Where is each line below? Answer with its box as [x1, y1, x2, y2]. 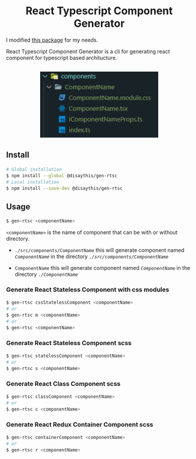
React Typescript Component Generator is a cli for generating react [6, 47, 170, 55]
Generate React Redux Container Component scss [6, 420, 153, 428]
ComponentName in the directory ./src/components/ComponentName [14, 253, 169, 260]
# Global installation [6, 166, 62, 173]
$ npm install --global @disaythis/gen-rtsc [6, 173, 117, 179]
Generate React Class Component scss [6, 380, 121, 388]
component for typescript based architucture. [6, 54, 117, 61]
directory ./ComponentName [14, 271, 79, 278]
